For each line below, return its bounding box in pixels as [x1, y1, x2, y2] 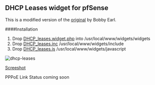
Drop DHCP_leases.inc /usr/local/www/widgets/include [12, 41, 124, 47]
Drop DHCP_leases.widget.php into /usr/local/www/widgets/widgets [12, 35, 151, 41]
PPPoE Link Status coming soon [5, 74, 69, 80]
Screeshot [5, 65, 26, 70]
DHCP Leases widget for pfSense [5, 4, 109, 12]
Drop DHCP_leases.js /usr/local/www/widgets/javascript [12, 46, 126, 51]
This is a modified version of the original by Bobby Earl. [5, 17, 116, 22]
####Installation [5, 26, 38, 32]
